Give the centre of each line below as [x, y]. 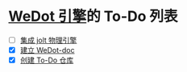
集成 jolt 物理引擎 [48, 40]
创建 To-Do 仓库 [47, 60]
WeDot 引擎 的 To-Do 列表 [93, 16]
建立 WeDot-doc [47, 50]
